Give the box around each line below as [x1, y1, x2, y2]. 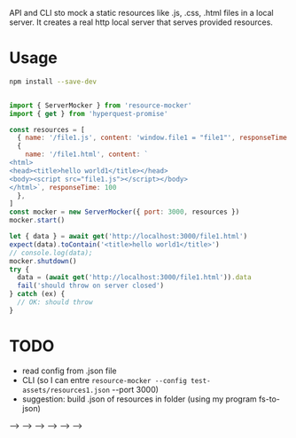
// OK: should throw [17, 298, 93, 307]
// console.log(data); [9, 248, 93, 257]
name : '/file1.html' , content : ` [25, 150, 149, 159]
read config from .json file [21, 365, 117, 376]
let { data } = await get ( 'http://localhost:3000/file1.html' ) [9, 232, 248, 241]
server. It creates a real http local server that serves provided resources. [9, 17, 273, 27]
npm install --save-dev [9, 77, 97, 86]
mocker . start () [9, 216, 66, 225]
